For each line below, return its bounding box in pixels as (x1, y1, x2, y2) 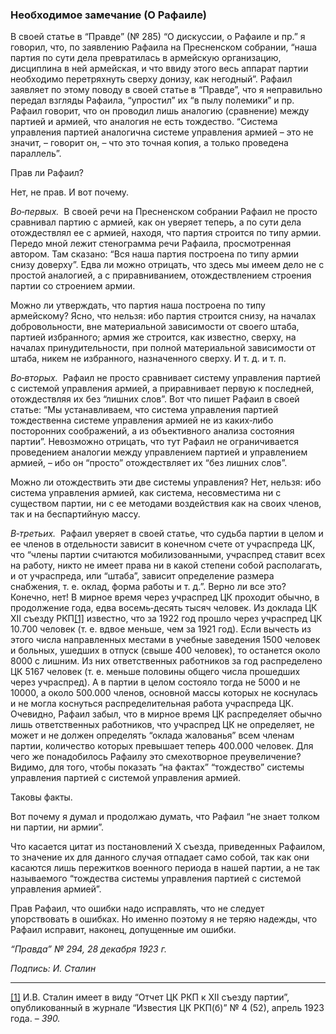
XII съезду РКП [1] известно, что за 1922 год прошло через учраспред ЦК (10, 613, 323, 625)
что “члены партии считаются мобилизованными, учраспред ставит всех (10, 549, 326, 561)
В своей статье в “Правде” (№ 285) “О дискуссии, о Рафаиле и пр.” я (10, 31, 306, 43)
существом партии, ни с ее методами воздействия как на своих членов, (10, 498, 322, 510)
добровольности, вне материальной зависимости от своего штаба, (10, 321, 300, 333)
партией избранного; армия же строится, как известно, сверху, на (10, 331, 297, 343)
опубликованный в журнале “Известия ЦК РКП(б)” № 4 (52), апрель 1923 (10, 1002, 325, 1014)
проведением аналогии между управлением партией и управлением (10, 446, 308, 458)
